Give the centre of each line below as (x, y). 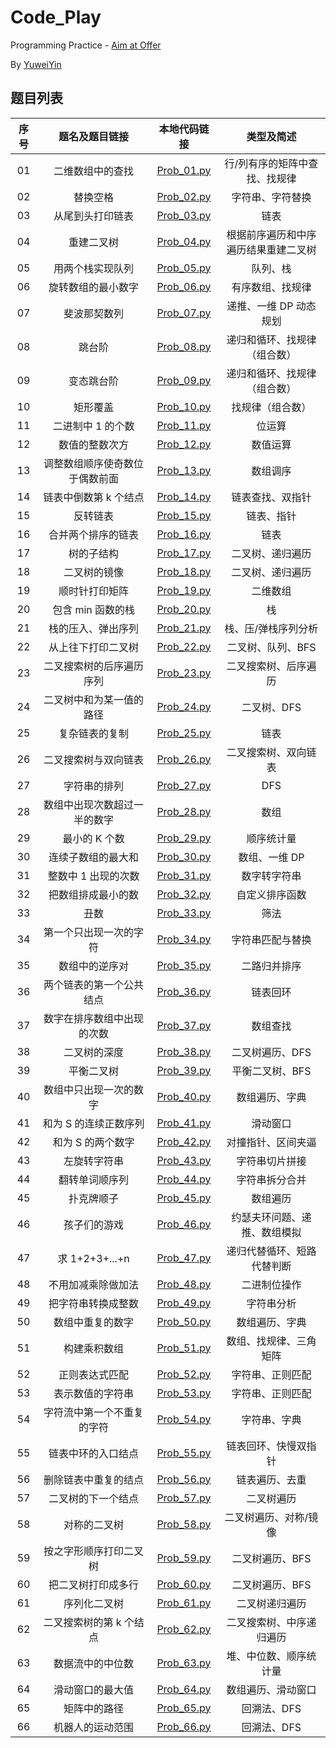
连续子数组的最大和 (94, 857)
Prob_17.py (184, 553)
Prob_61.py (184, 1603)
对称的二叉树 (94, 1524)
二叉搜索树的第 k (82, 1622)
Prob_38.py (184, 1051)
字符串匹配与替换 (271, 939)
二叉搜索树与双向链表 (94, 759)
